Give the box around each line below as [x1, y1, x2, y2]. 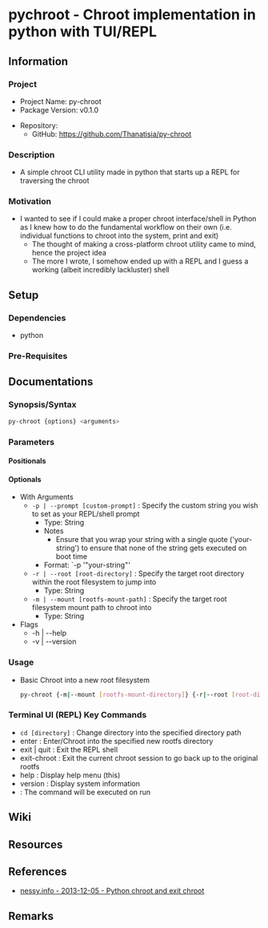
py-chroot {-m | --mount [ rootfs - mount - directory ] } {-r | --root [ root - [19, 690, 254, 698]
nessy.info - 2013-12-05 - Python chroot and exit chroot [19, 886, 205, 896]
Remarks [8, 909, 54, 922]
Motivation [8, 196, 52, 207]
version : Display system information [19, 778, 141, 788]
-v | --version [31, 637, 77, 646]
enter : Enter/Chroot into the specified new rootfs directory [19, 736, 214, 745]
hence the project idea [31, 248, 106, 258]
